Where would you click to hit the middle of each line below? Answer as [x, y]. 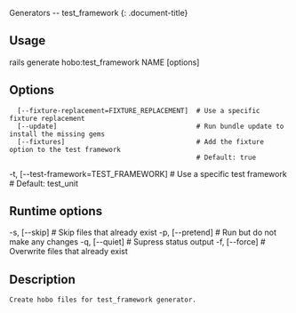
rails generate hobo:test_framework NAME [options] [104, 62]
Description [42, 279]
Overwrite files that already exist [69, 252]
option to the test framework [65, 149]
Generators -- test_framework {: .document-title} [99, 13]
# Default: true [226, 157]
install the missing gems [57, 134]
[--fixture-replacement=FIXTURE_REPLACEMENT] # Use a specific [139, 110]
